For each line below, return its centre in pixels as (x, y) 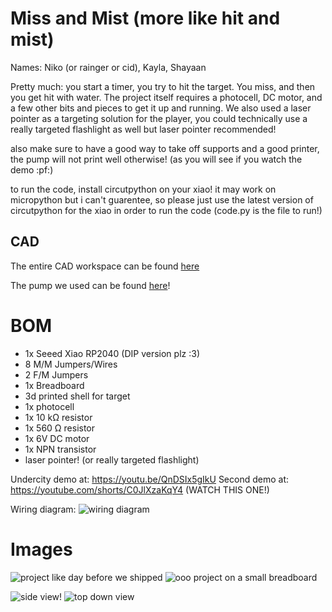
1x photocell (49, 406)
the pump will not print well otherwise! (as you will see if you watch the (156, 159)
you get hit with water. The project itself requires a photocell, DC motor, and (166, 97)
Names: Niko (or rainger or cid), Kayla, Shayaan (108, 67)
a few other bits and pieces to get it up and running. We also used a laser (161, 108)
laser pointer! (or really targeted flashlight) (112, 459)
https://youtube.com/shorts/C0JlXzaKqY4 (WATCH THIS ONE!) (140, 489)
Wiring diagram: (43, 509)
